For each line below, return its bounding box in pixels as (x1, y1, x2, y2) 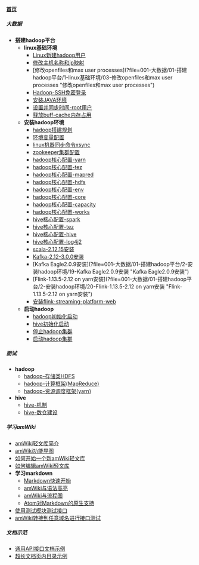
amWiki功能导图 (14, 447, 54, 454)
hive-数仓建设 (23, 409, 58, 416)
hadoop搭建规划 (32, 126, 73, 133)
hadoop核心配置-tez (32, 163, 83, 170)
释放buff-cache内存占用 (32, 111, 92, 118)
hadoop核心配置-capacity (32, 201, 97, 208)
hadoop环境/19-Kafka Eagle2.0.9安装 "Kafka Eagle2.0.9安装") (38, 268, 189, 275)
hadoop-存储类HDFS (23, 372, 75, 379)
